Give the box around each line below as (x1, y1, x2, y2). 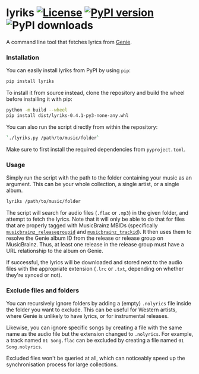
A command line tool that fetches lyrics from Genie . (6, 38, 132, 45)
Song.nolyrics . (6, 343, 43, 350)
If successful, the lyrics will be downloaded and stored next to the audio (6, 258, 182, 265)
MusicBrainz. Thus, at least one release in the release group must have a (6, 240, 184, 248)
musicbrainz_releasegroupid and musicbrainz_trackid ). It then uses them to (6, 228, 192, 235)
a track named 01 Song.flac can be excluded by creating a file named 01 (6, 337, 184, 344)
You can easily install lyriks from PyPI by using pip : (6, 67, 131, 74)
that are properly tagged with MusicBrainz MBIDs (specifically (6, 221, 158, 229)
